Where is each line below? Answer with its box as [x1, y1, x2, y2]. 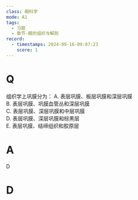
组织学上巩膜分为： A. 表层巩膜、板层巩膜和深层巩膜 [6, 93, 133, 100]
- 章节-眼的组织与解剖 [11, 31, 59, 37]
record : [6, 36, 25, 42]
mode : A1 [6, 14, 28, 20]
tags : [6, 19, 19, 25]
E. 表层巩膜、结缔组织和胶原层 [6, 122, 79, 129]
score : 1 [16, 47, 38, 53]
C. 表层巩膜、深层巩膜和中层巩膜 [6, 107, 85, 114]
